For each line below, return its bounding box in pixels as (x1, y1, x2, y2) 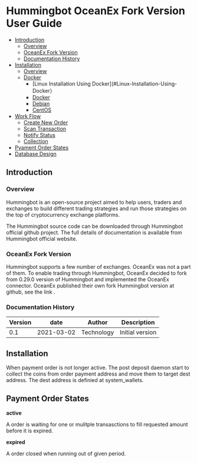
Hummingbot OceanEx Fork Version (6, 4, 186, 18)
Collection (23, 138, 48, 145)
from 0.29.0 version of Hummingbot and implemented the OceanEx (6, 276, 169, 283)
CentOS (32, 106, 52, 113)
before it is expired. (6, 427, 53, 434)
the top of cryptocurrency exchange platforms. (6, 211, 120, 218)
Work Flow (14, 112, 41, 119)
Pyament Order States (14, 144, 69, 151)
